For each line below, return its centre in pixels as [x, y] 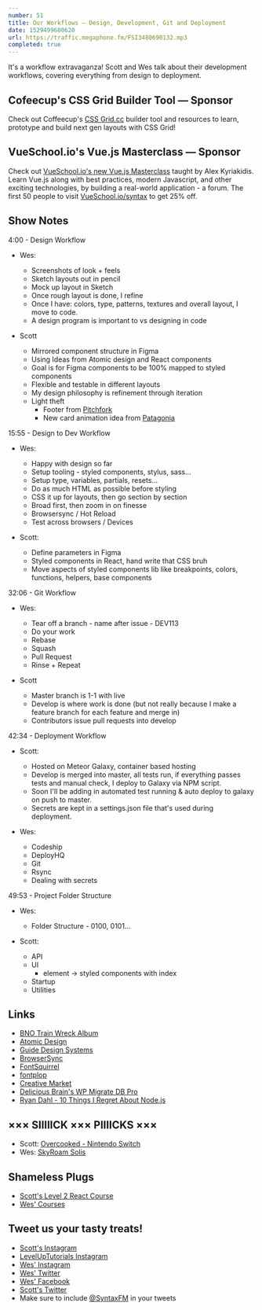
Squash [44, 648]
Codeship [47, 847]
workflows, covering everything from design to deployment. [105, 75]
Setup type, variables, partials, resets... [95, 480]
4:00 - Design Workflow [47, 240]
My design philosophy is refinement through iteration [116, 392]
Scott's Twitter [43, 1290]
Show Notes [38, 221]
